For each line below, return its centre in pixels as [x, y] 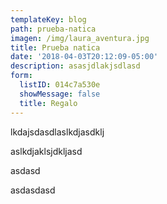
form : [21, 76]
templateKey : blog [48, 19]
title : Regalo [48, 103]
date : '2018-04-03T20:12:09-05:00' [84, 57]
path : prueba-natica [53, 29]
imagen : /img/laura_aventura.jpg [80, 38]
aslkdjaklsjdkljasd [46, 151]
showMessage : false [60, 94]
